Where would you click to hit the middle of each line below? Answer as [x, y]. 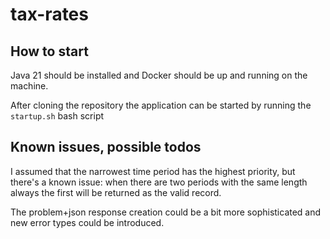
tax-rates [49, 14]
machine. [29, 86]
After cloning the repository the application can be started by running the [161, 105]
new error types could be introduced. [87, 222]
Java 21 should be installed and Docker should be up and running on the [159, 75]
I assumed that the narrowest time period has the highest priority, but [153, 171]
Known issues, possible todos [106, 147]
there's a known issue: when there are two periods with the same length [159, 182]
